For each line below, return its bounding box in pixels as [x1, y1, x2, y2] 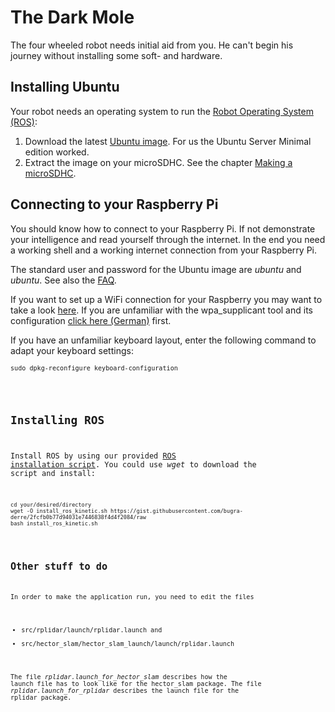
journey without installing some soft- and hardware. [10, 49, 223, 61]
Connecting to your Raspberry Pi [10, 196, 219, 213]
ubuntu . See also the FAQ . [10, 274, 117, 286]
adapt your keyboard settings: [10, 344, 134, 356]
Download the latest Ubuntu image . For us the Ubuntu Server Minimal [24, 135, 312, 147]
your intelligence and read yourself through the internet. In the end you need [10, 233, 326, 245]
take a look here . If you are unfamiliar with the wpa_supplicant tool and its [10, 304, 313, 316]
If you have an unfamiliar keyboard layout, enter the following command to [10, 334, 317, 346]
